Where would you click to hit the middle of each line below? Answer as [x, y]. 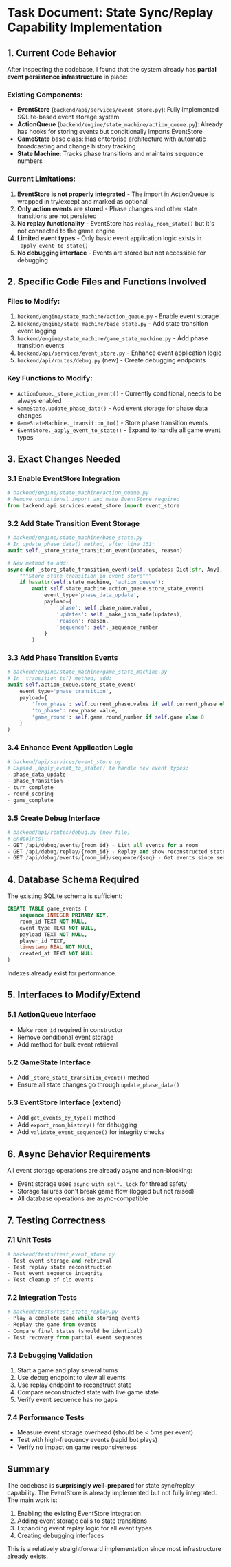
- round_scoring [30, 794]
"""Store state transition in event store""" [86, 576]
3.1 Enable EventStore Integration [64, 478]
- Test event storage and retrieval [59, 1261]
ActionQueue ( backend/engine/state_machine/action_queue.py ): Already [120, 124]
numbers [30, 161]
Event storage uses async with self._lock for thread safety [102, 1184]
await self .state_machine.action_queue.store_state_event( [118, 589]
